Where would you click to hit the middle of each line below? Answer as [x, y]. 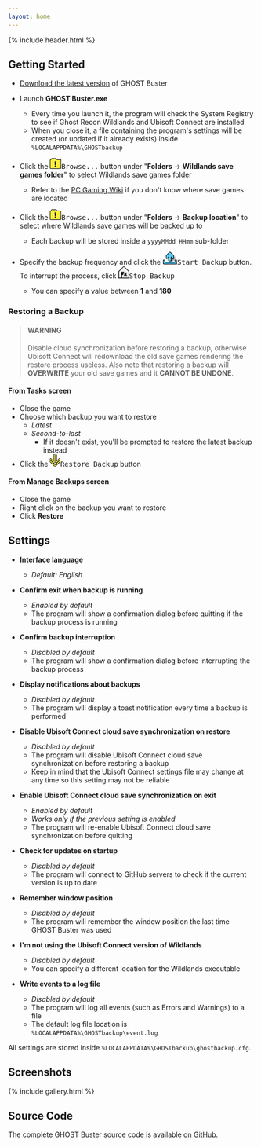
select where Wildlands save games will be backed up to [111, 226]
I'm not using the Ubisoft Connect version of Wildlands [111, 945]
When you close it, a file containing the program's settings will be [137, 130]
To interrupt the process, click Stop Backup [97, 276]
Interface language [51, 559]
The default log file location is [79, 1024]
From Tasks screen [40, 391]
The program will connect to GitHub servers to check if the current [139, 874]
